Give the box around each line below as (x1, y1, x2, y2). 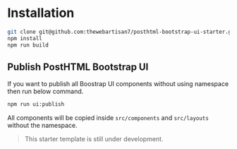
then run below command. (7, 87, 84, 96)
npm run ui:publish (7, 101, 65, 108)
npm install (7, 35, 42, 42)
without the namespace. (7, 121, 78, 130)
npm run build (7, 41, 49, 49)
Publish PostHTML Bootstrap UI (7, 61, 149, 73)
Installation (7, 5, 75, 21)
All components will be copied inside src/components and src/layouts (7, 114, 209, 122)
